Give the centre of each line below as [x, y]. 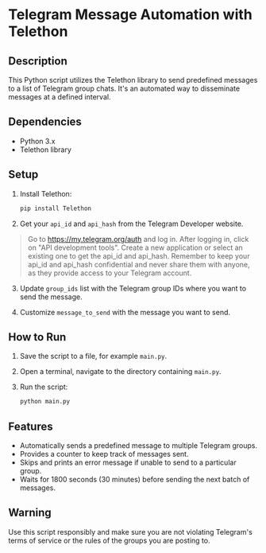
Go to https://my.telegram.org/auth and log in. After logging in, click [138, 239]
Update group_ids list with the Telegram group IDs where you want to [133, 288]
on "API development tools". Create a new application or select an [135, 247]
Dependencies [45, 122]
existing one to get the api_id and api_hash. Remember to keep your [139, 255]
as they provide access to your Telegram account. [110, 273]
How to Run [37, 337]
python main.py [45, 402]
